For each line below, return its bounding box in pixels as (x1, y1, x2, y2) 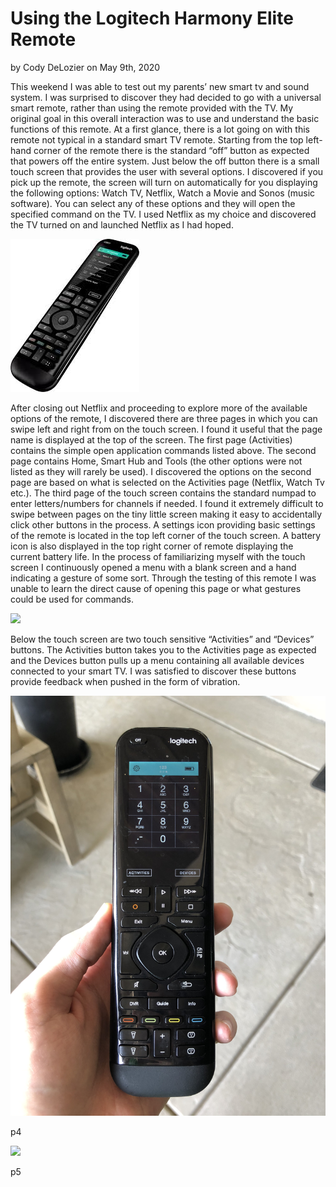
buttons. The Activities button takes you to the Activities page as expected (10, 643, 317, 656)
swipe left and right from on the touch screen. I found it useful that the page (10, 423, 323, 435)
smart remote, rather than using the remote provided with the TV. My (10, 102, 294, 114)
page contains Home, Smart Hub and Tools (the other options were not (10, 455, 303, 467)
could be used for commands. (10, 593, 135, 605)
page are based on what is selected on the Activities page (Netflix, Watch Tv (10, 476, 325, 488)
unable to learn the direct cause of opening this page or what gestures (10, 582, 302, 594)
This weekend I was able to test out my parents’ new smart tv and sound (10, 80, 310, 92)
